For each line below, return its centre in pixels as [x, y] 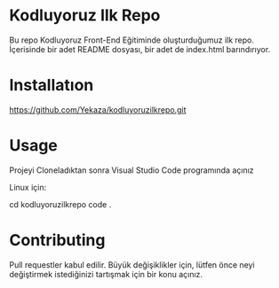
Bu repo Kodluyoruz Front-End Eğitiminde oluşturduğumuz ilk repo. [132, 40]
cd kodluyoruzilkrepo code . [60, 204]
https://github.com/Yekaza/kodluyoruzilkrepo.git [98, 109]
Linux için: [28, 187]
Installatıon [52, 86]
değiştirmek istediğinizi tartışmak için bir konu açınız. [106, 274]
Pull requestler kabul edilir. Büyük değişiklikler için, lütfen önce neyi [132, 265]
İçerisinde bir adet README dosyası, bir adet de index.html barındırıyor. [140, 49]
